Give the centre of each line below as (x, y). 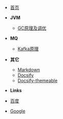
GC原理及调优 (32, 28)
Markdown (29, 70)
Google (18, 111)
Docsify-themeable (38, 81)
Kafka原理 (28, 49)
